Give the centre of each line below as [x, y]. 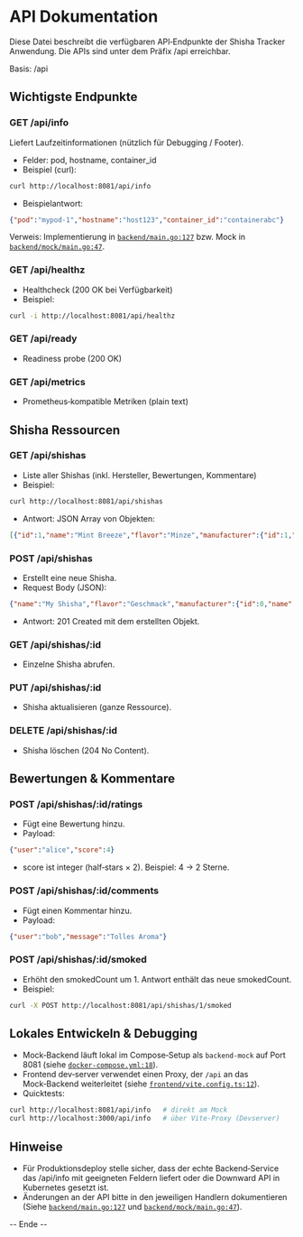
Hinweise [36, 1146]
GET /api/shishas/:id [55, 644]
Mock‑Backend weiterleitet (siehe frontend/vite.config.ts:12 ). [141, 1084]
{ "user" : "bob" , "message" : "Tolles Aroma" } [88, 937]
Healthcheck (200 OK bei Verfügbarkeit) [97, 290]
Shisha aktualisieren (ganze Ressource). [97, 707]
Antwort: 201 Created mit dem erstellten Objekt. [111, 621]
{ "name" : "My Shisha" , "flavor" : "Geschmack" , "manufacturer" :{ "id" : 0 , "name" [151, 604]
